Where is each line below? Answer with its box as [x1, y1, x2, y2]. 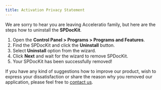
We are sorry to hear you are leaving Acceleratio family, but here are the [5, 21, 156, 27]
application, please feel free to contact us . [5, 79, 94, 85]
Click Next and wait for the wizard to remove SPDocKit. [12, 53, 128, 59]
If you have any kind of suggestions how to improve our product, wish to [5, 68, 156, 74]
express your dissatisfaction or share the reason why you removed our [5, 73, 153, 79]
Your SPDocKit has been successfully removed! [12, 58, 112, 64]
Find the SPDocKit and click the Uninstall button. [12, 42, 115, 48]
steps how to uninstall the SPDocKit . [5, 26, 82, 33]
